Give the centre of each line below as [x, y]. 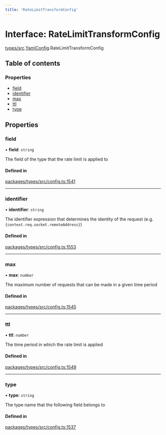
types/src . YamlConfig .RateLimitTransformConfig [54, 48]
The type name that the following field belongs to [55, 405]
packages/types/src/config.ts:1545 [41, 307]
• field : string [20, 149]
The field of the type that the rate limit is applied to [57, 159]
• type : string [20, 395]
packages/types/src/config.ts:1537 [41, 427]
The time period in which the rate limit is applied [54, 345]
